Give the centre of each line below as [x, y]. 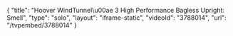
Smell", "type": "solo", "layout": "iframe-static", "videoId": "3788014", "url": [117, 18]
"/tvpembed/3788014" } [42, 25]
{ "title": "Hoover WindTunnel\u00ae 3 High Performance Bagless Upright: [116, 10]
